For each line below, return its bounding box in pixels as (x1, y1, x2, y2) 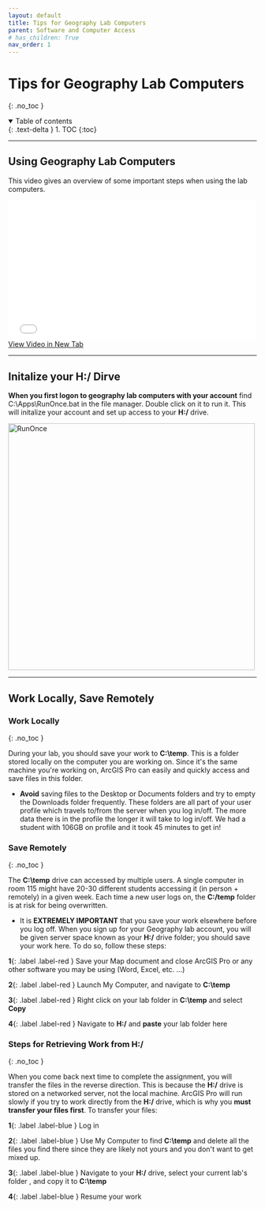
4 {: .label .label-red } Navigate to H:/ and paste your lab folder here (8, 1019, 228, 1029)
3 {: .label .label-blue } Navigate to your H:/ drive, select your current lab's (8, 1168, 248, 1177)
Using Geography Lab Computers (8, 155, 176, 168)
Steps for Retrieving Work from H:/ (8, 1039, 144, 1050)
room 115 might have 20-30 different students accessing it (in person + (8, 884, 239, 893)
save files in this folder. (8, 773, 84, 783)
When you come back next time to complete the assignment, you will (8, 1072, 233, 1082)
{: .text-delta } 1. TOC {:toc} (8, 125, 97, 134)
